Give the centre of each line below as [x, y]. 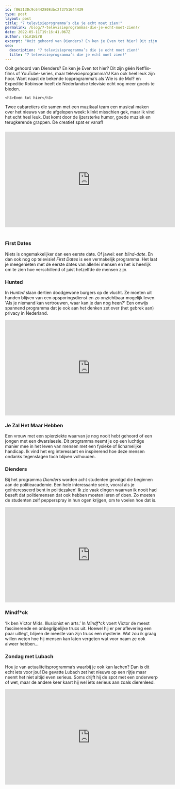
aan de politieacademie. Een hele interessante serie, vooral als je [70, 485]
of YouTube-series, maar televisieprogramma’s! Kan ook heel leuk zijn [85, 74]
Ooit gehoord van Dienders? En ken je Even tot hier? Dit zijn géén [70, 68]
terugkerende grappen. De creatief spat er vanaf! [54, 122]
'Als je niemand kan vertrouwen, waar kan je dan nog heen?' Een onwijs [77, 303]
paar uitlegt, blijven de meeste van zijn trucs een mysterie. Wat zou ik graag [81, 633]
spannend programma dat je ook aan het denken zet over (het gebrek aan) [80, 308]
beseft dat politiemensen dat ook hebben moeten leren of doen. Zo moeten [80, 495]
